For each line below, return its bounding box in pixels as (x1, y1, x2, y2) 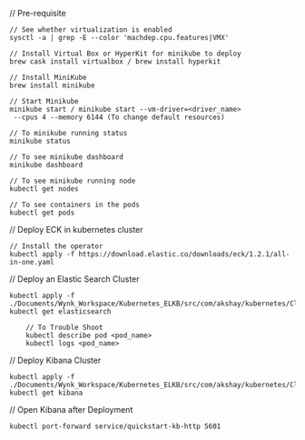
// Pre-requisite (9, 8, 66, 18)
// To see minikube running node (9, 176, 136, 185)
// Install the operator (9, 242, 103, 251)
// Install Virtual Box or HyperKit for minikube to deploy (9, 49, 242, 58)
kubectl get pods (9, 208, 75, 217)
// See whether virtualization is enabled (9, 25, 172, 35)
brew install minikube (9, 81, 95, 90)
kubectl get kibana (9, 388, 84, 397)
